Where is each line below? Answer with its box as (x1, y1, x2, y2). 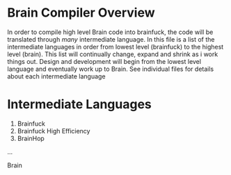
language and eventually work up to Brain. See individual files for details (7, 65, 214, 73)
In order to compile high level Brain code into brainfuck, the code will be (7, 28, 214, 36)
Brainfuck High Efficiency (17, 126, 90, 135)
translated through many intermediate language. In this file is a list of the (7, 35, 215, 43)
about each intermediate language (7, 72, 106, 81)
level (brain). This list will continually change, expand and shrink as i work (7, 50, 218, 58)
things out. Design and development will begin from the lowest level (7, 57, 202, 65)
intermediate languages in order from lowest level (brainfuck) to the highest (7, 42, 224, 51)
